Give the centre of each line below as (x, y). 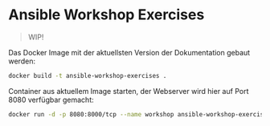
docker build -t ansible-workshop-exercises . (88, 75)
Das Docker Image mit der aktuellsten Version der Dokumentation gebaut (129, 52)
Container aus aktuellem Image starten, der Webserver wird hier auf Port (129, 91)
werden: (22, 61)
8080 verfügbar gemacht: (51, 100)
